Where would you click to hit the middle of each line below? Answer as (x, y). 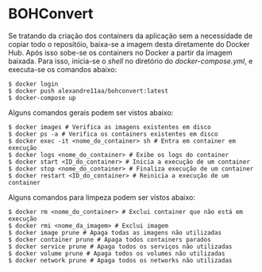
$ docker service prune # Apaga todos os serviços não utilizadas (120, 247)
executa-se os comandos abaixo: (63, 69)
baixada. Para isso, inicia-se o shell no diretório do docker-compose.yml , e (131, 61)
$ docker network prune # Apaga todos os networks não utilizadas (120, 260)
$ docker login (33, 84)
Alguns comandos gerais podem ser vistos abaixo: (91, 113)
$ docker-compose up (42, 98)
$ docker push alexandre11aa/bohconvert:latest (89, 91)
